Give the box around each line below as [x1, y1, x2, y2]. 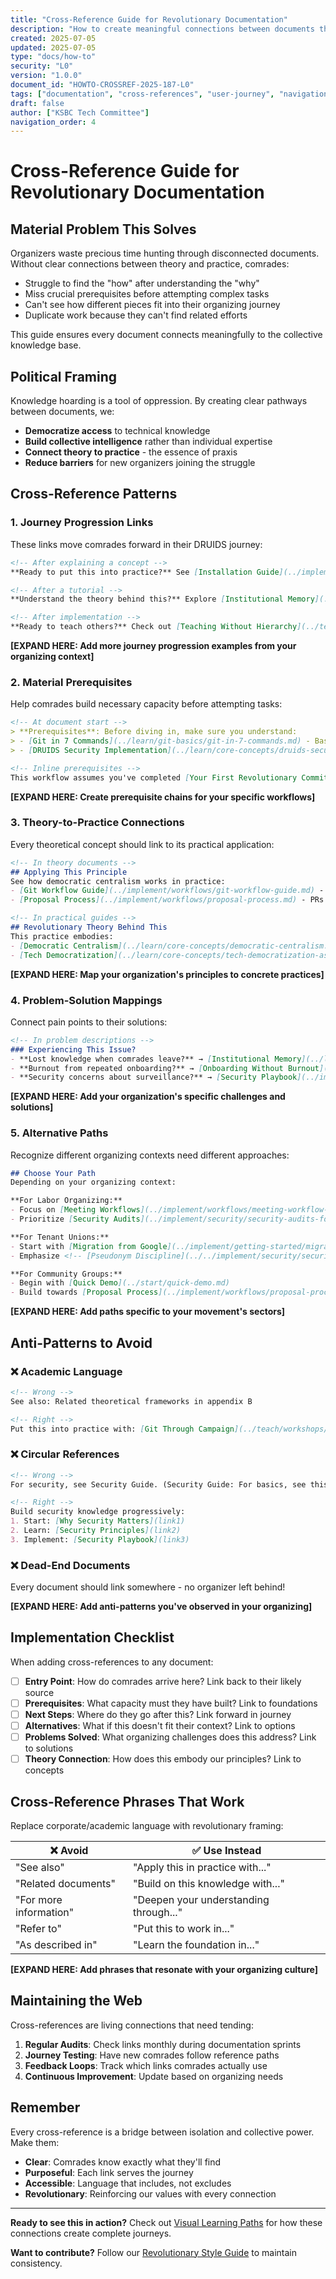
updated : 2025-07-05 [10, 42, 97, 53]
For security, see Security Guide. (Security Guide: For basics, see [10, 1479, 307, 1490]
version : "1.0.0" [10, 71, 83, 81]
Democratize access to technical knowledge [24, 425, 211, 437]
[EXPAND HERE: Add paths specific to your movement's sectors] [10, 1306, 286, 1318]
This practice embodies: [10, 931, 114, 941]
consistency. [10, 2257, 63, 2269]
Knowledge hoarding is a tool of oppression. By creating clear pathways [10, 395, 308, 407]
